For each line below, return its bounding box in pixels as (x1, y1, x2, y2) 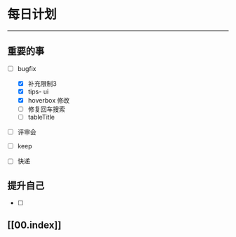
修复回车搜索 (27, 105, 65, 113)
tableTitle (27, 113, 55, 122)
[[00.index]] (7, 219, 62, 231)
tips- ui (27, 87, 49, 96)
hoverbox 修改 (27, 96, 70, 104)
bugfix (17, 64, 37, 72)
